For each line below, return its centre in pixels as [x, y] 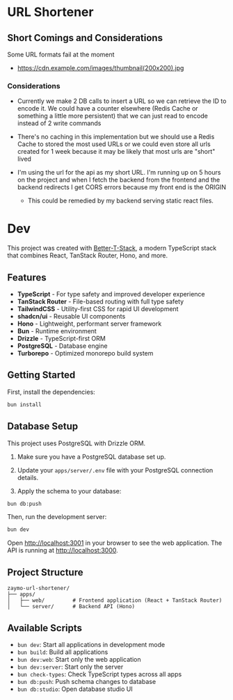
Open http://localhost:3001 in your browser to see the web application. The [115, 543]
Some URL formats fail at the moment [61, 54]
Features [27, 277]
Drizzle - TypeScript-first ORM [61, 339]
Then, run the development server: [57, 517]
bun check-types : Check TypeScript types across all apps [99, 674]
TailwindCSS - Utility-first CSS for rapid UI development [98, 309]
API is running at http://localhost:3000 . [63, 550]
